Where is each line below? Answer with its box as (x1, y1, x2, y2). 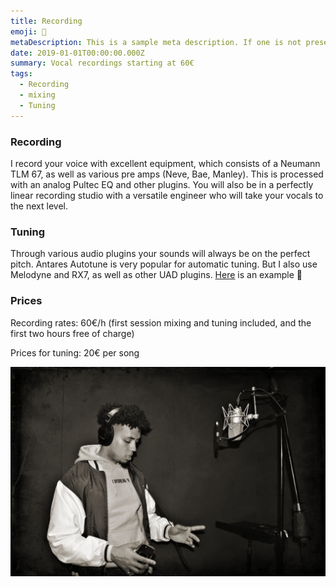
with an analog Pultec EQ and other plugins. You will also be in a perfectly (10, 178, 314, 190)
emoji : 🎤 (10, 26, 47, 37)
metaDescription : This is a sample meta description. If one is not (10, 37, 302, 47)
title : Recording (10, 16, 83, 26)
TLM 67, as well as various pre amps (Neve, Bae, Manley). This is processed (10, 168, 324, 180)
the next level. (10, 200, 68, 212)
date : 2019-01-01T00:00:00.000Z (10, 48, 145, 58)
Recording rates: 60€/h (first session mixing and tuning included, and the (10, 316, 312, 329)
